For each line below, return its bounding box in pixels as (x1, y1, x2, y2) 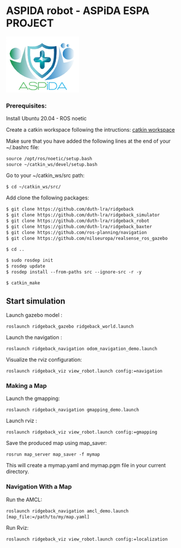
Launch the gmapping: (6, 395, 60, 402)
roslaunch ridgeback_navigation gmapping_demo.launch (6, 407, 140, 413)
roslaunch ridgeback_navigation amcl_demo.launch (6, 508, 129, 514)
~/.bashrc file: (6, 144, 40, 151)
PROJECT (6, 16, 54, 30)
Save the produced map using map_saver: (6, 440, 107, 447)
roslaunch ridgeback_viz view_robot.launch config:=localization (6, 536, 168, 542)
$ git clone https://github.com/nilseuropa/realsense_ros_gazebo (6, 236, 168, 242)
